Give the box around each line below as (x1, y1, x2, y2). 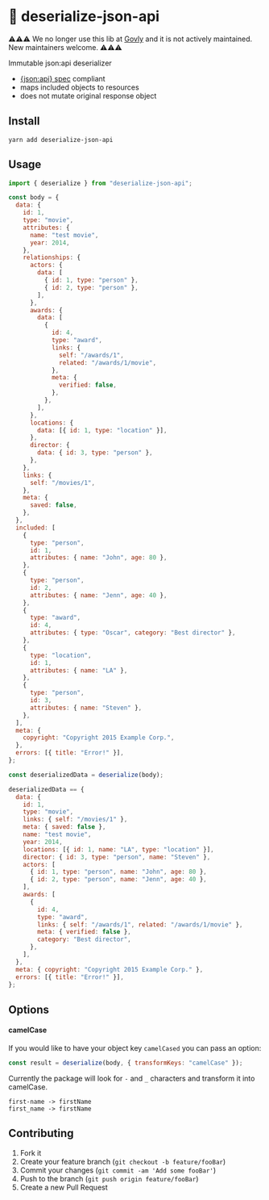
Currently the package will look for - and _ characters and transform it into (8, 1073, 255, 1083)
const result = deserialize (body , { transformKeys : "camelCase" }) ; (8, 1059, 243, 1068)
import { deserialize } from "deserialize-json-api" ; (8, 179, 193, 187)
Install (8, 115, 40, 128)
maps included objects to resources (19, 82, 139, 92)
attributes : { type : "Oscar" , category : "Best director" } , (29, 629, 236, 637)
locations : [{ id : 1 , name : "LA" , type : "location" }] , (23, 845, 215, 854)
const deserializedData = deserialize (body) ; (8, 771, 163, 779)
